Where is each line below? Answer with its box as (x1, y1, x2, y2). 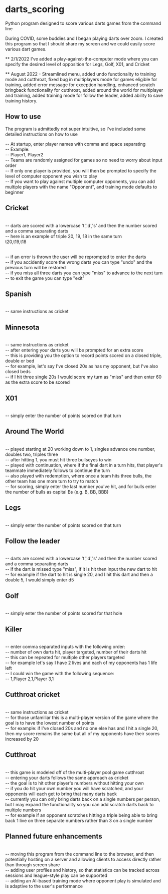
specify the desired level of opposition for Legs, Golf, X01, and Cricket (5, 61, 150, 67)
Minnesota (5, 323, 40, 331)
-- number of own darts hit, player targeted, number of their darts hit (5, 649, 147, 655)
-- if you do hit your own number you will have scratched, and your (5, 785, 144, 791)
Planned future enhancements (5, 832, 102, 841)
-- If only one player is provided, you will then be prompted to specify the (5, 167, 156, 173)
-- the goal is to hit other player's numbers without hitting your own (5, 780, 144, 786)
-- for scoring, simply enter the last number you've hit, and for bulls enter (5, 483, 156, 490)
